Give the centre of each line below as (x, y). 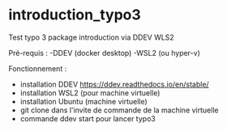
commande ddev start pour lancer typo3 (88, 118)
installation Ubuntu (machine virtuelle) (84, 101)
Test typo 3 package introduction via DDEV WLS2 (91, 37)
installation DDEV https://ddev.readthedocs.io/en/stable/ (114, 84)
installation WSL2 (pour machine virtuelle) (90, 93)
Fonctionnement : (38, 68)
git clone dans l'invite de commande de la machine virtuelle (119, 110)
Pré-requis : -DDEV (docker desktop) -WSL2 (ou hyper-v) (104, 53)
